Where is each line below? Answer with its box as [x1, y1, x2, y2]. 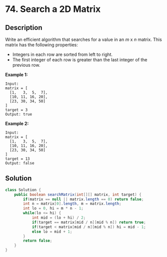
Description [5, 23, 42, 32]
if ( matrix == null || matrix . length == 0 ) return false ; [23, 197, 144, 202]
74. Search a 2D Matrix [5, 3, 101, 15]
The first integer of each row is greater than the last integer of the [12, 57, 148, 63]
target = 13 [5, 156, 30, 161]
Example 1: [5, 72, 28, 78]
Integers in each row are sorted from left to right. [12, 51, 113, 57]
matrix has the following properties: [5, 42, 78, 48]
